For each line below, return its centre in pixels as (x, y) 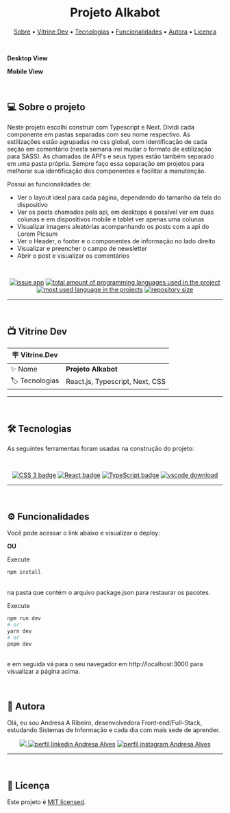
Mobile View (25, 71)
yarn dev (20, 631)
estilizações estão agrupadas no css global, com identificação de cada (107, 141)
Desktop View (27, 58)
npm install (24, 572)
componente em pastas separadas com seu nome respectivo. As (99, 134)
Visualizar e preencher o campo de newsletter (82, 248)
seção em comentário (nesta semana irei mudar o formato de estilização (110, 149)
